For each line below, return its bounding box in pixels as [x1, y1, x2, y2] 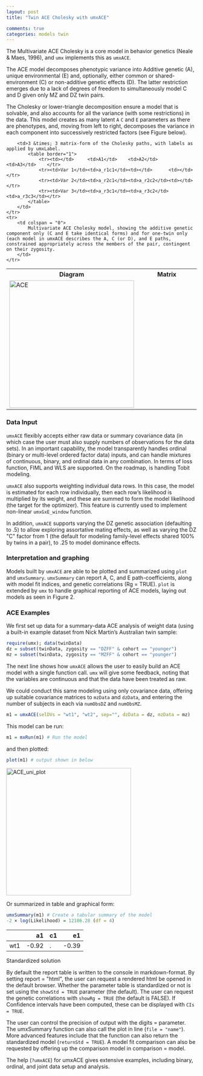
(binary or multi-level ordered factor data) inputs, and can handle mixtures [6, 451, 192, 458]
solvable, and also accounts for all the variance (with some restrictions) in [6, 109, 190, 117]
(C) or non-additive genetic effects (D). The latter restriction [39, 79, 188, 86]
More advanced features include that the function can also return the [6, 1032, 178, 1039]
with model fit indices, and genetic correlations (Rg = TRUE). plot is [6, 580, 175, 587]
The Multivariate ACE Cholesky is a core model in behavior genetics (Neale [6, 48, 193, 55]
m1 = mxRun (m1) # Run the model [6, 734, 88, 740]
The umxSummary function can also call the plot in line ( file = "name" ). [6, 1026, 185, 1033]
